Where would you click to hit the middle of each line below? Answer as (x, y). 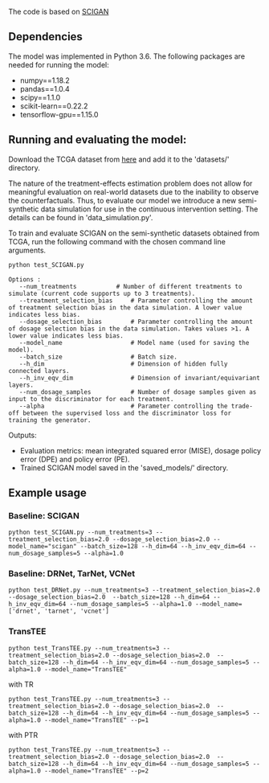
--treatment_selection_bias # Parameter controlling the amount (136, 301)
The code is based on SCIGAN (59, 12)
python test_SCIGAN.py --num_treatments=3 (80, 533)
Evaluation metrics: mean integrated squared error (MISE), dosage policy (141, 450)
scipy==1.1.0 (40, 97)
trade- (242, 406)
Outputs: (23, 435)
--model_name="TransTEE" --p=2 (96, 771)
